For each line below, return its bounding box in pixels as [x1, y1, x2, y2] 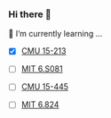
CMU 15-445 [20, 81, 68, 92]
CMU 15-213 [20, 46, 67, 56]
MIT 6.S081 [20, 63, 63, 74]
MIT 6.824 [20, 99, 59, 110]
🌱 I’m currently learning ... [8, 29, 103, 39]
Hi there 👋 [8, 8, 52, 21]
